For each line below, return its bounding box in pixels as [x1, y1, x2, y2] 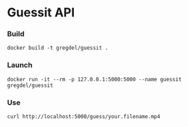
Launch [7, 60, 33, 70]
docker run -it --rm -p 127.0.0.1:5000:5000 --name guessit [7, 76, 183, 83]
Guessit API [7, 5, 75, 20]
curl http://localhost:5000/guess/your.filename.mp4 [7, 113, 161, 120]
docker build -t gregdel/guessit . [7, 44, 109, 52]
